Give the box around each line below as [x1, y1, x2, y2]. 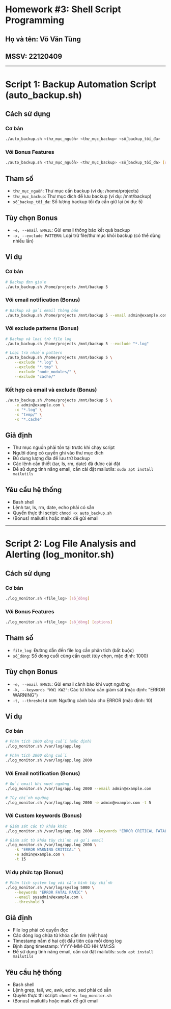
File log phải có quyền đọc [12, 927, 69, 933]
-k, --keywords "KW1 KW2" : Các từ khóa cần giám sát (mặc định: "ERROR [12, 686, 165, 692]
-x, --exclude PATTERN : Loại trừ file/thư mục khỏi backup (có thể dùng [12, 232, 161, 238]
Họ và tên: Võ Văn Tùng [5, 35, 81, 43]
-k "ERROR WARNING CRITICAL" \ [14, 847, 81, 852]
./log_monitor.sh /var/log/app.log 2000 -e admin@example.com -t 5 [5, 800, 152, 805]
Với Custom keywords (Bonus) [5, 812, 82, 819]
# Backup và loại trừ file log [5, 336, 72, 342]
